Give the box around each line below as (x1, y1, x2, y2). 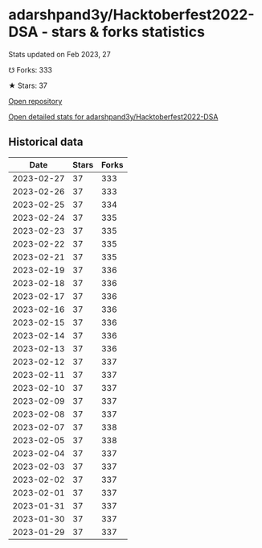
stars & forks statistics (51, 23, 205, 41)
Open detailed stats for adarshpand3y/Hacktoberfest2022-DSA (8, 111, 219, 122)
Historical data (8, 135, 84, 149)
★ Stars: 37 (8, 81, 48, 90)
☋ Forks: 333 (8, 64, 52, 74)
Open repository (8, 96, 63, 106)
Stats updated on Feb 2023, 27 (8, 49, 111, 59)
